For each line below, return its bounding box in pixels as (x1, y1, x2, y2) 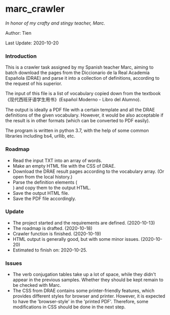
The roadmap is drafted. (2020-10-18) (12, 225, 93, 231)
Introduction (5, 52, 37, 59)
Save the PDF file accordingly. (12, 195, 77, 201)
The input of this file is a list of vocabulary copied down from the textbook (5, 91, 161, 97)
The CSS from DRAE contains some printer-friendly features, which (12, 287, 155, 294)
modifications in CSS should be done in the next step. (12, 304, 126, 310)
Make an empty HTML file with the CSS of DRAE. (12, 163, 116, 169)
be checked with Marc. (12, 282, 61, 288)
